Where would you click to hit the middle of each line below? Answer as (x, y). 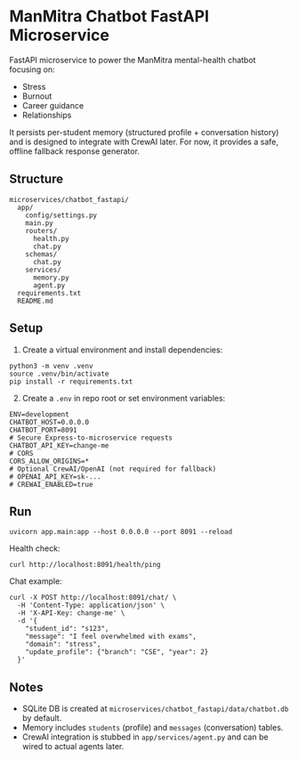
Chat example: (36, 581)
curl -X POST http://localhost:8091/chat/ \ (93, 598)
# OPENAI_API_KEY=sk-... (55, 477)
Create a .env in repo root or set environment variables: (124, 398)
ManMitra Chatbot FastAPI (109, 16)
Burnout (37, 96)
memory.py (51, 278)
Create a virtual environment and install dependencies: (122, 350)
